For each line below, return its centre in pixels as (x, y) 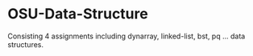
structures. (25, 44)
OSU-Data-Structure (78, 14)
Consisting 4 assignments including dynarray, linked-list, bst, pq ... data (126, 36)
